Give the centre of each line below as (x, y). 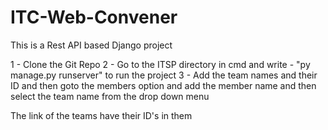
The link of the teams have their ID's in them (101, 115)
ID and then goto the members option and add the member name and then (163, 85)
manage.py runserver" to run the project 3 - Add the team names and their (164, 75)
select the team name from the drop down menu (110, 96)
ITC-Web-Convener (94, 17)
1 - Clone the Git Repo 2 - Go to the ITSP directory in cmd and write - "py (160, 64)
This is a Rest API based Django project (91, 45)
